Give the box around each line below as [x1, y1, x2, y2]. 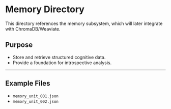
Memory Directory [5, 4, 85, 15]
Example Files [5, 79, 50, 88]
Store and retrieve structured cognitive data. [12, 54, 106, 60]
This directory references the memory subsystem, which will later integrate [5, 20, 163, 26]
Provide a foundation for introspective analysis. [12, 60, 112, 66]
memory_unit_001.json [12, 93, 59, 99]
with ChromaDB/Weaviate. [5, 25, 61, 32]
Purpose [5, 41, 33, 49]
